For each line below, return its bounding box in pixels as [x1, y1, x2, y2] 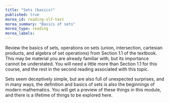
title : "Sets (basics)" [5, 7, 55, 13]
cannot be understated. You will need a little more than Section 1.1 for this [5, 61, 157, 67]
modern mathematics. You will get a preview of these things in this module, [5, 87, 161, 92]
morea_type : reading [5, 26, 49, 31]
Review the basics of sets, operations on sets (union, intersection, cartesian [5, 45, 163, 50]
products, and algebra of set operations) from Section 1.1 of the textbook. [5, 50, 157, 56]
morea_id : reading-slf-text [5, 17, 65, 22]
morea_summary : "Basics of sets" [5, 21, 76, 27]
